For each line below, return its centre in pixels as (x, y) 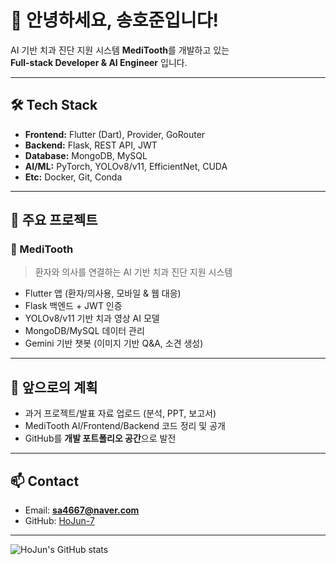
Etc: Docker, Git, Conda (73, 177)
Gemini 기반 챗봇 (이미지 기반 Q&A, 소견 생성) (114, 343)
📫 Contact (45, 481)
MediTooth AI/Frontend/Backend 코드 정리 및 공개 (125, 426)
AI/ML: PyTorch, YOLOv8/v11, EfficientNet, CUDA (126, 166)
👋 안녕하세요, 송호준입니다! (114, 20)
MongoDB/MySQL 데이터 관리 (84, 331)
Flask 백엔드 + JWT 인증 (73, 306)
